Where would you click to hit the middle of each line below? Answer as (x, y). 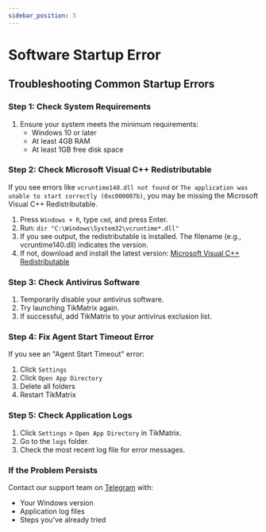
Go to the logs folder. (54, 441)
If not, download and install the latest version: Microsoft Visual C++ (129, 253)
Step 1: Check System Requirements (80, 106)
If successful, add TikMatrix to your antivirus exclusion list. (116, 316)
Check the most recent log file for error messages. (102, 449)
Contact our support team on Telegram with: (81, 487)
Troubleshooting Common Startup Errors (112, 84)
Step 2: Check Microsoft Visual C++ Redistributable (110, 170)
